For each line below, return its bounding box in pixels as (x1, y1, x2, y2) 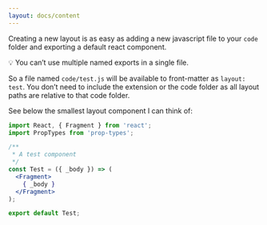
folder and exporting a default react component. (8, 41, 167, 52)
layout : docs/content (8, 11, 81, 20)
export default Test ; (8, 209, 81, 218)
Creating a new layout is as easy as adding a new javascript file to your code (8, 34, 258, 43)
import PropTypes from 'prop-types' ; (8, 128, 134, 136)
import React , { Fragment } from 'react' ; (8, 121, 152, 129)
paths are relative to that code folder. (8, 90, 130, 100)
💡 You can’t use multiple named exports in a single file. (8, 57, 189, 67)
